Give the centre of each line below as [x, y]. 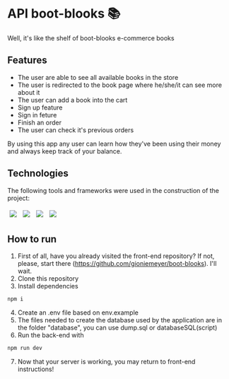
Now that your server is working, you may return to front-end [106, 362]
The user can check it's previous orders [76, 130]
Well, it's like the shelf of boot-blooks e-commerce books [91, 38]
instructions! [36, 369]
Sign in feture [37, 115]
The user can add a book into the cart [72, 100]
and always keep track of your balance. [65, 151]
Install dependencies [48, 286]
